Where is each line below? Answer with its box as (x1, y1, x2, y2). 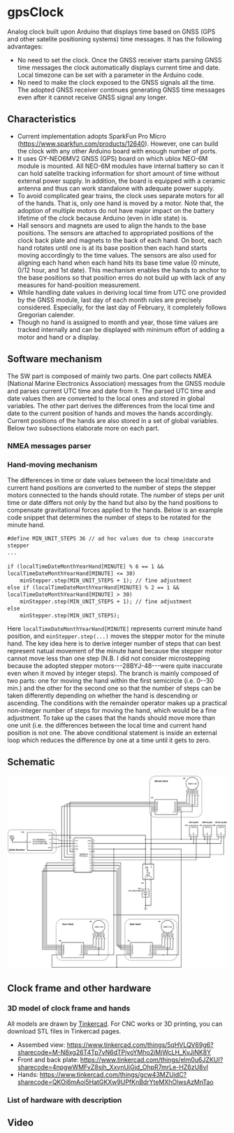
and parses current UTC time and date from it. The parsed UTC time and (7, 387, 216, 395)
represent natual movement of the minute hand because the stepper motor (7, 646, 222, 655)
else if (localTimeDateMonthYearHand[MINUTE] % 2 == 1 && (7, 584, 180, 591)
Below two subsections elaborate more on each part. (7, 424, 159, 432)
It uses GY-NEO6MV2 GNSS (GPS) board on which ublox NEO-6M (17, 154, 208, 162)
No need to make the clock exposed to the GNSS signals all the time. (17, 78, 215, 86)
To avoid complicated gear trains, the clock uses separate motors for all (17, 191, 224, 200)
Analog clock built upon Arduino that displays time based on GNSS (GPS (7, 27, 216, 36)
